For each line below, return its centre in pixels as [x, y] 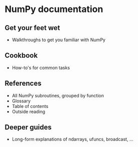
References [23, 84]
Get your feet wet [33, 28]
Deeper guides [28, 127]
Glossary [21, 101]
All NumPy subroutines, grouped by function [58, 95]
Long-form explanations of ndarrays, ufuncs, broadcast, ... [73, 139]
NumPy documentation [54, 9]
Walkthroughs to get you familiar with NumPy [59, 40]
